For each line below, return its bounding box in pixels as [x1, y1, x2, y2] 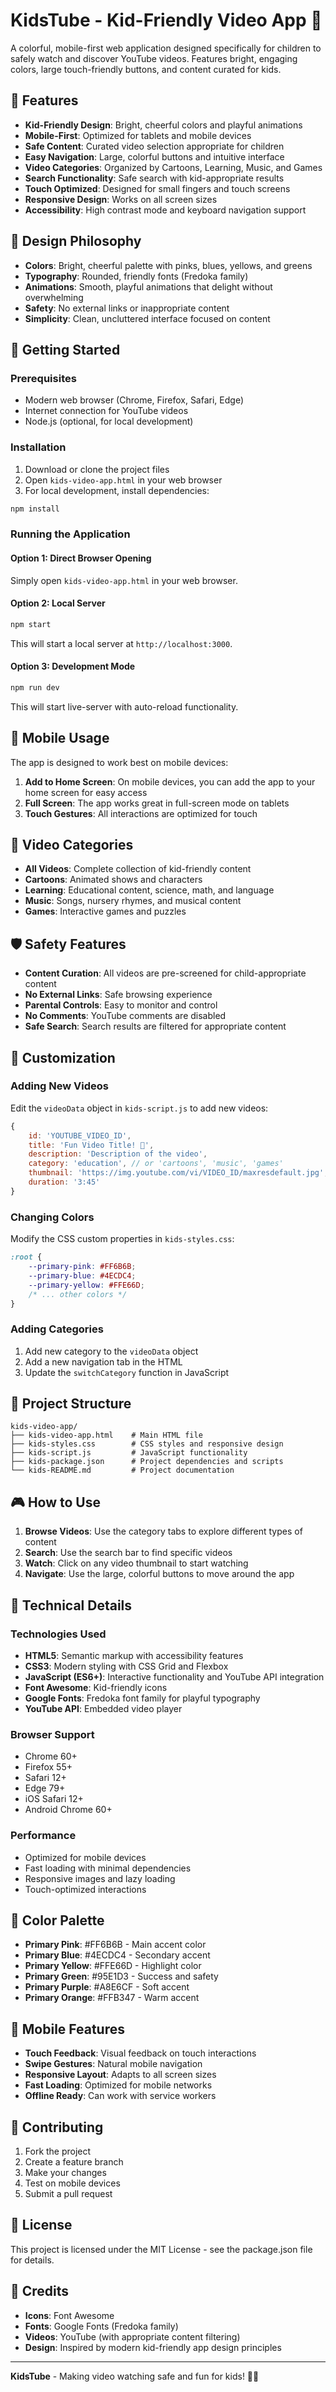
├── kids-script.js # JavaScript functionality [10, 1448, 248, 1458]
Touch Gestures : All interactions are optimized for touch [24, 807, 258, 819]
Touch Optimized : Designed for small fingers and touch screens [24, 182, 291, 194]
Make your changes [24, 2167, 107, 2179]
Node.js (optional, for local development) [24, 415, 194, 428]
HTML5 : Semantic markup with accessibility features [24, 1649, 244, 1661]
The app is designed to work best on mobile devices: [10, 756, 229, 768]
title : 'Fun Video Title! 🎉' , [28, 1140, 155, 1150]
